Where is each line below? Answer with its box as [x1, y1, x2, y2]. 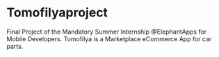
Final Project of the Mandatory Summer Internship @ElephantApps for [6, 27, 207, 36]
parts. [6, 42, 24, 50]
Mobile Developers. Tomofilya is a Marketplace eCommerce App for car [6, 34, 212, 43]
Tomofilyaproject [6, 5, 108, 21]
